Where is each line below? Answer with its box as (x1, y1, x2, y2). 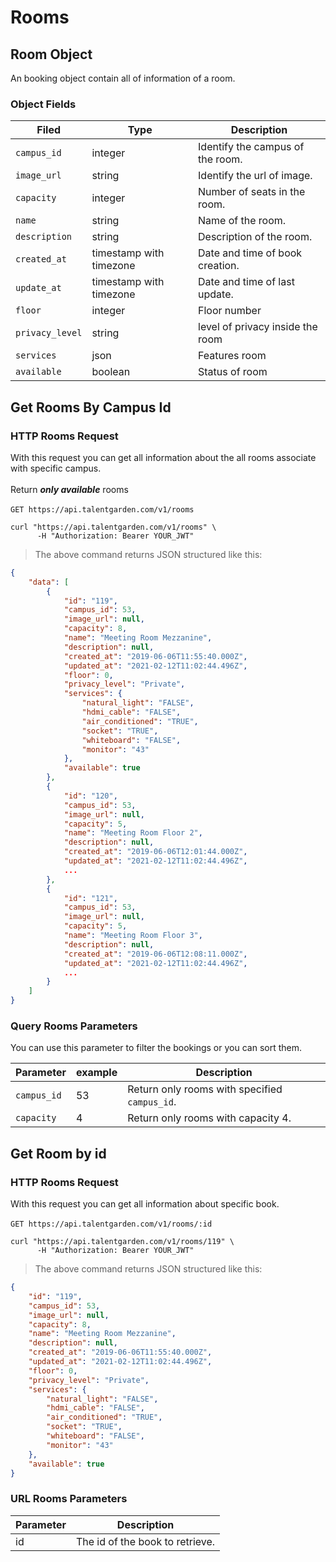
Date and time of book (198, 246, 303, 260)
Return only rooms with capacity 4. (127, 1111, 292, 1125)
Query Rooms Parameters (10, 1019, 138, 1033)
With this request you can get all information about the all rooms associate (10, 451, 317, 463)
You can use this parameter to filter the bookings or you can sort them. (10, 1042, 302, 1054)
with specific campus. (10, 462, 102, 474)
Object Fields (10, 97, 77, 111)
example (75, 1066, 118, 1080)
